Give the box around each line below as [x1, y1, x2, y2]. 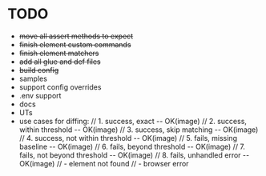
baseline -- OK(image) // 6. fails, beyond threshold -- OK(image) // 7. [18, 142, 246, 151]
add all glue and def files [18, 57, 101, 66]
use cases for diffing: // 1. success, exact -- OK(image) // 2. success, [18, 116, 248, 126]
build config [18, 65, 59, 74]
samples [18, 74, 47, 83]
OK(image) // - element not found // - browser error [18, 158, 189, 168]
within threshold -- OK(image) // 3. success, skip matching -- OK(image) [18, 125, 259, 134]
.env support [18, 90, 62, 100]
